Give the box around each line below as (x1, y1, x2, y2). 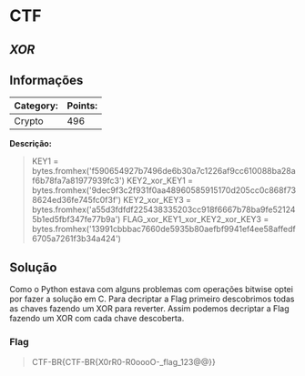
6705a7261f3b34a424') (31, 233, 121, 244)
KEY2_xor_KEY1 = (127, 175, 194, 187)
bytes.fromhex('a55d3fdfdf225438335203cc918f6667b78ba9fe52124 (31, 204, 296, 215)
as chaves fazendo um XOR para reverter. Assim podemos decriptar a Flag (9, 303, 290, 314)
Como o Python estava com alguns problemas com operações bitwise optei (9, 284, 294, 295)
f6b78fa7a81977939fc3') (31, 175, 126, 187)
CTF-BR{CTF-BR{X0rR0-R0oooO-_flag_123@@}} (31, 356, 216, 367)
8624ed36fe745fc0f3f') (31, 195, 121, 206)
